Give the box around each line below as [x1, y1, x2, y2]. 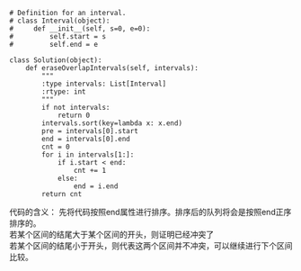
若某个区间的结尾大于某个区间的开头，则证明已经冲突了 [9, 230, 214, 239]
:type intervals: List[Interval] [41, 79, 167, 88]
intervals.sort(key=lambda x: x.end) [41, 119, 182, 128]
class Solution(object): [9, 56, 102, 65]
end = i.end [73, 182, 119, 191]
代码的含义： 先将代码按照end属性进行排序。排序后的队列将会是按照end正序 [9, 207, 292, 217]
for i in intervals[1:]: [41, 150, 135, 159]
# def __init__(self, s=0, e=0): [9, 24, 151, 33]
